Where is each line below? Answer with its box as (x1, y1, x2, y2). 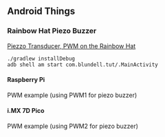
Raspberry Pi (7, 76, 45, 84)
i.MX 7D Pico (7, 107, 45, 115)
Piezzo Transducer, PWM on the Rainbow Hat (7, 41, 136, 50)
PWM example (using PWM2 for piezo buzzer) (7, 122, 139, 130)
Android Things (7, 6, 76, 17)
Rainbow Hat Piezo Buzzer (7, 26, 97, 36)
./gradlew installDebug (7, 55, 76, 62)
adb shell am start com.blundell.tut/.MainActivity (7, 61, 158, 68)
